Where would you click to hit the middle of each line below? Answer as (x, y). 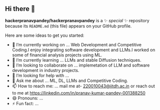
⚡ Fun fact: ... (25, 103)
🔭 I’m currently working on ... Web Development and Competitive (77, 44)
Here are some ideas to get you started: (45, 35)
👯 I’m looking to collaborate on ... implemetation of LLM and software (81, 65)
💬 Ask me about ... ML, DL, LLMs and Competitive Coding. (70, 81)
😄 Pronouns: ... (28, 98)
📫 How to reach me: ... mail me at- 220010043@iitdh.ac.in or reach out (83, 86)
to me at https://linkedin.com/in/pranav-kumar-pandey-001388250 (79, 93)
